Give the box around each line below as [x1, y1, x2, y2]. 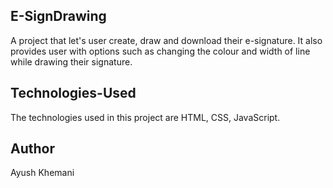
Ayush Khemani [10, 167, 75, 179]
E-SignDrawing [10, 8, 107, 25]
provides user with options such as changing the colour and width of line [10, 45, 311, 57]
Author [10, 140, 55, 158]
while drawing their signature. [10, 55, 133, 68]
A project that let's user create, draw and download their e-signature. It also [10, 34, 323, 46]
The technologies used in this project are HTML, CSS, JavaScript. [10, 111, 281, 123]
